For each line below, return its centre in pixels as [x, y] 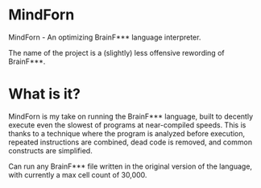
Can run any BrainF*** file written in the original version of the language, [130, 166]
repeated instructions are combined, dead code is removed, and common [130, 142]
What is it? [45, 94]
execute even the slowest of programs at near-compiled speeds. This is [127, 125]
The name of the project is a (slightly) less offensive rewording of [116, 52]
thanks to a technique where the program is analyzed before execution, [127, 133]
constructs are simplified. [50, 150]
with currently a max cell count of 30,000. [78, 174]
